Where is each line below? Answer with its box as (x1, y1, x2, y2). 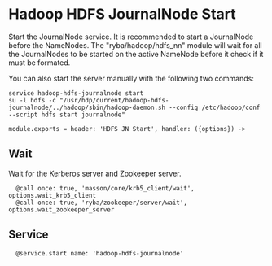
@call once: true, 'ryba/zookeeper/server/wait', (15, 198, 187, 207)
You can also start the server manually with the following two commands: (8, 73, 254, 83)
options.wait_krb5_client (8, 191, 96, 199)
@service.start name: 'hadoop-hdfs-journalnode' (15, 249, 184, 257)
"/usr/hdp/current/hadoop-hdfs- (59, 96, 169, 104)
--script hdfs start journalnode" (8, 111, 126, 119)
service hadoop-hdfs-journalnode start (8, 89, 144, 98)
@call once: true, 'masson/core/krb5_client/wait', (15, 184, 195, 192)
